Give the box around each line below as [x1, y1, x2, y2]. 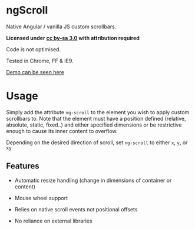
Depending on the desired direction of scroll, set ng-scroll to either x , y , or [6, 139, 188, 146]
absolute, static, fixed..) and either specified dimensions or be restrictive [6, 121, 182, 128]
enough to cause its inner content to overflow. [6, 127, 118, 134]
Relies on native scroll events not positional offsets [14, 205, 138, 213]
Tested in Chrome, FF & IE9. [6, 57, 74, 64]
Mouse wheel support [14, 194, 68, 201]
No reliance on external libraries [14, 217, 92, 224]
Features [6, 161, 39, 171]
